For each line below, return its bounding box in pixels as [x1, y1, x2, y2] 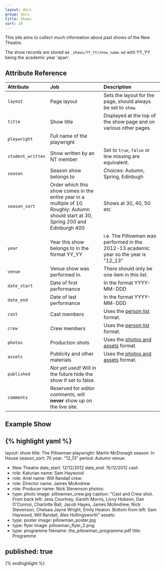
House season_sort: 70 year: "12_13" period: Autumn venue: [5, 455, 126, 461]
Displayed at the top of [103, 112, 156, 119]
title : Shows [5, 16, 32, 21]
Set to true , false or [103, 147, 150, 153]
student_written [7, 153, 46, 159]
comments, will [50, 391, 85, 398]
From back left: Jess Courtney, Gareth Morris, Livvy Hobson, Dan [12, 496, 144, 502]
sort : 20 [5, 21, 23, 26]
